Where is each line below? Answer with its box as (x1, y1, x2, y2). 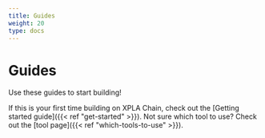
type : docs (8, 26, 45, 34)
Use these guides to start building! (8, 87, 122, 97)
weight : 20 (8, 19, 45, 27)
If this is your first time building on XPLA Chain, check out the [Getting (8, 103, 240, 113)
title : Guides (8, 11, 56, 20)
